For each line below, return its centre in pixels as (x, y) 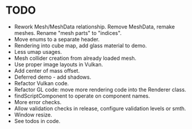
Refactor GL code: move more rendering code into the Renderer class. (100, 89)
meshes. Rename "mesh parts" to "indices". (68, 33)
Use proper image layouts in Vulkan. (59, 64)
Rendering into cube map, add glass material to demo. (80, 46)
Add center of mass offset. (47, 70)
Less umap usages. (38, 51)
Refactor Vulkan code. (41, 83)
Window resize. (33, 115)
